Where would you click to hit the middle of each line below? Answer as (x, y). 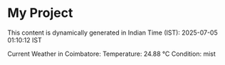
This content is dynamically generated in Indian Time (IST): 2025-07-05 (113, 32)
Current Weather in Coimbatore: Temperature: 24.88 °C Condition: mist (111, 54)
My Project (40, 13)
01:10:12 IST (25, 40)
